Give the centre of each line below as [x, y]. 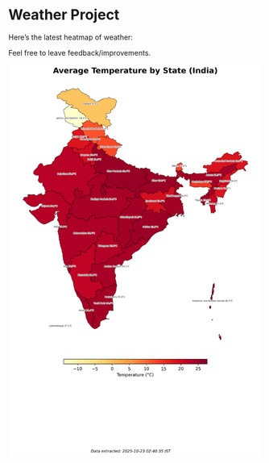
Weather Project [64, 15]
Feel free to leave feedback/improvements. [80, 52]
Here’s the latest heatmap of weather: [70, 37]
